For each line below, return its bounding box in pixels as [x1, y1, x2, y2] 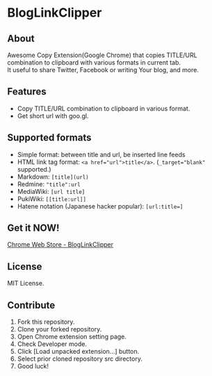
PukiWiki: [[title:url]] [17, 195, 87, 203]
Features [7, 85, 47, 98]
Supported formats [7, 132, 92, 144]
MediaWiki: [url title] [17, 187, 85, 195]
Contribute [7, 299, 56, 311]
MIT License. [7, 279, 44, 288]
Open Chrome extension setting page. [17, 332, 127, 341]
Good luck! [17, 362, 49, 370]
